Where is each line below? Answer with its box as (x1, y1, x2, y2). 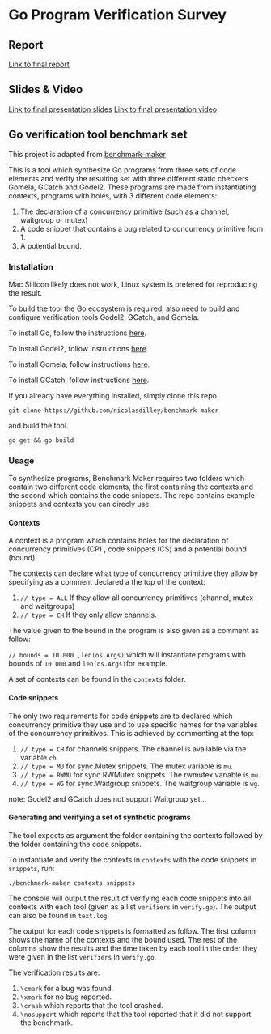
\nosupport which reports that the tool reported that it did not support (19, 1009, 252, 1019)
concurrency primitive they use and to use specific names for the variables (8, 719, 258, 730)
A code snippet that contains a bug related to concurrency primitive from (19, 223, 264, 233)
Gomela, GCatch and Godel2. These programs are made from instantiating (8, 182, 256, 192)
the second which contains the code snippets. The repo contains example (8, 491, 255, 500)
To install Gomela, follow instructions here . (8, 359, 150, 369)
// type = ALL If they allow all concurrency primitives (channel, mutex (19, 593, 254, 602)
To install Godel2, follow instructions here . (8, 343, 149, 353)
